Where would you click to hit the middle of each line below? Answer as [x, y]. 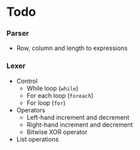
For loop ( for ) [46, 103]
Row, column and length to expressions [72, 48]
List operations [37, 139]
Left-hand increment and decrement [78, 117]
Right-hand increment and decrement [80, 125]
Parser [18, 34]
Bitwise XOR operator [57, 132]
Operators [31, 110]
